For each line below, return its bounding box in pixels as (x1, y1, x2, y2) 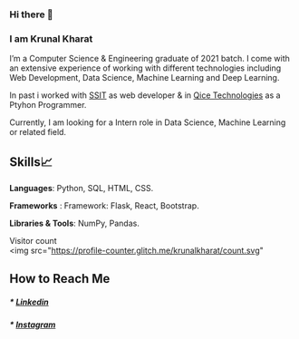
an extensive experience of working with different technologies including (9, 63, 282, 73)
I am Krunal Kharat (9, 32, 93, 44)
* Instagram (9, 319, 56, 330)
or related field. (9, 127, 66, 138)
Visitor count (9, 236, 57, 247)
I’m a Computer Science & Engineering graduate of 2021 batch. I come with (9, 53, 290, 64)
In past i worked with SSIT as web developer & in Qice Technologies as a (9, 90, 281, 101)
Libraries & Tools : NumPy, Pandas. (9, 218, 140, 229)
